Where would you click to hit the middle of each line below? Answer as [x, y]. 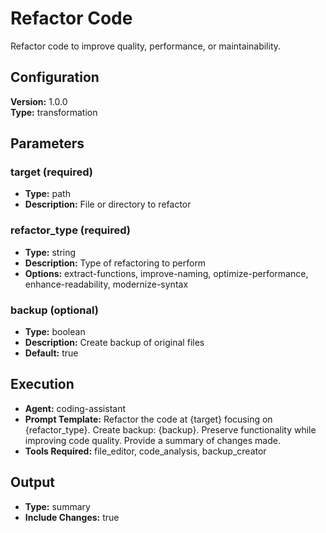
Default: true [51, 353]
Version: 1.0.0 [39, 101]
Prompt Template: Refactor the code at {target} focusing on [148, 419]
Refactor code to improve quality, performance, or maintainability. [146, 46]
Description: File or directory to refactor [108, 204]
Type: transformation [54, 112]
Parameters [47, 143]
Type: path [47, 194]
